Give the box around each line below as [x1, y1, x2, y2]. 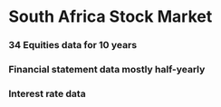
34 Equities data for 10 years [8, 39, 138, 52]
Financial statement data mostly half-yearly [8, 63, 206, 76]
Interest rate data [8, 87, 87, 100]
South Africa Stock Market [8, 6, 213, 27]
